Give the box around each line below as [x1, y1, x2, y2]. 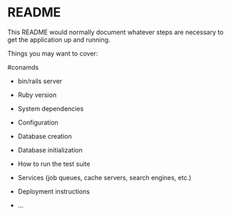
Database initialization [17, 145, 83, 154]
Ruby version [17, 90, 57, 99]
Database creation [17, 132, 73, 140]
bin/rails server [17, 76, 63, 85]
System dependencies [17, 104, 84, 112]
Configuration [17, 118, 58, 127]
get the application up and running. [7, 35, 111, 43]
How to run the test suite [17, 159, 91, 168]
